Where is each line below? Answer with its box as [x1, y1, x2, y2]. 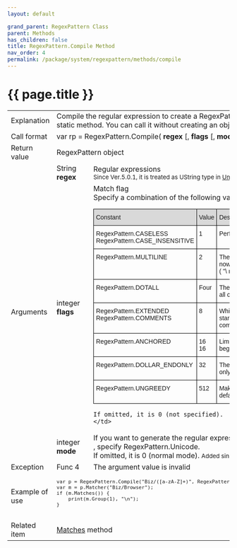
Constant [96, 213, 121, 221]
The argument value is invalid [93, 462, 190, 472]
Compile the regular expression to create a [56, 111, 197, 121]
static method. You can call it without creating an [56, 119, 218, 129]
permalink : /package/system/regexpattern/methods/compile [7, 56, 181, 64]
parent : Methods [7, 30, 55, 37]
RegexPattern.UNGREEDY [96, 384, 171, 392]
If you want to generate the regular [93, 433, 208, 443]
